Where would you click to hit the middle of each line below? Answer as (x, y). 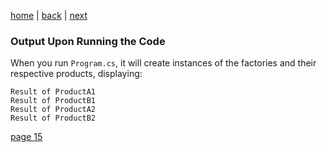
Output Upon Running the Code (88, 41)
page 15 (26, 137)
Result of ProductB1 (53, 101)
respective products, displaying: (76, 74)
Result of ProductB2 (53, 118)
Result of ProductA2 (53, 110)
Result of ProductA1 (53, 92)
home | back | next (49, 15)
